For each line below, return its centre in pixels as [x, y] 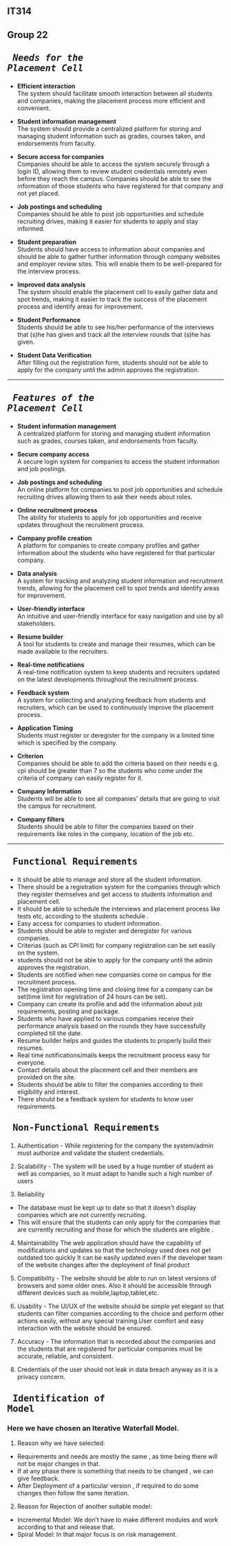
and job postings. [42, 468]
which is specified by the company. [67, 743]
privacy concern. [41, 1377]
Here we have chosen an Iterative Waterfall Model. [93, 1428]
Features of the [54, 398]
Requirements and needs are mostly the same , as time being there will [117, 1457]
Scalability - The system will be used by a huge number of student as [115, 1166]
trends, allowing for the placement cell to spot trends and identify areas [118, 588]
